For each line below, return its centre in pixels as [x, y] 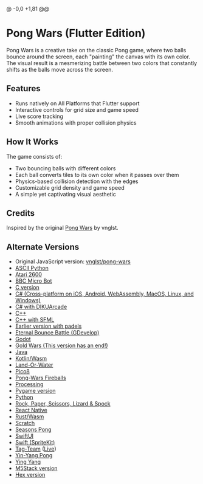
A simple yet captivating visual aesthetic [66, 194]
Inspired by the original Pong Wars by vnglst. [62, 228]
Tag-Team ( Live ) [36, 449]
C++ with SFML [35, 320]
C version [27, 288]
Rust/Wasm [29, 417]
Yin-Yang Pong [34, 455]
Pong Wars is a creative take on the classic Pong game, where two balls [96, 50]
